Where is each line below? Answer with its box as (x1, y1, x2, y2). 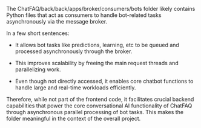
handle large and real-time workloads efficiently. (15, 84, 136, 91)
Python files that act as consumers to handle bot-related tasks (6, 11, 162, 19)
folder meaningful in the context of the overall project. (6, 115, 141, 122)
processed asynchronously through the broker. (15, 48, 133, 55)
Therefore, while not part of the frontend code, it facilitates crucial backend (6, 96, 194, 103)
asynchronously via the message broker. (6, 18, 108, 25)
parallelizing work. (15, 66, 61, 73)
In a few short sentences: (6, 30, 70, 37)
